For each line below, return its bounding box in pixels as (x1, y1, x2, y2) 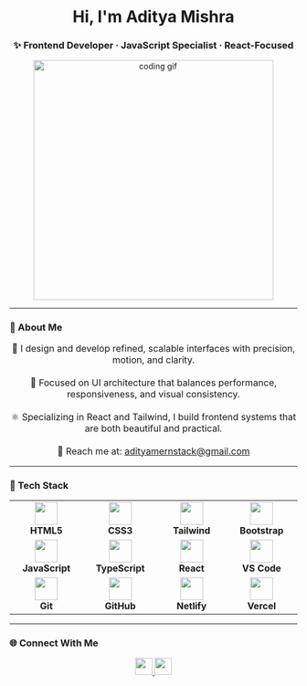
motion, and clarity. (111, 354, 196, 366)
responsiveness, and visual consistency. (67, 387, 240, 400)
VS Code (241, 562, 281, 575)
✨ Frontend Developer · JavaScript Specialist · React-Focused (13, 39, 294, 52)
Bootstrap (239, 524, 284, 537)
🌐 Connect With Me (9, 637, 99, 649)
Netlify (176, 600, 207, 613)
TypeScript (95, 562, 145, 575)
